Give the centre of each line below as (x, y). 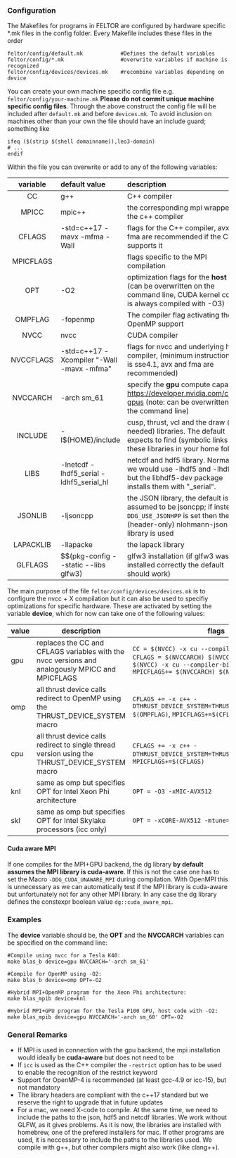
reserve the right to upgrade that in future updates (90, 1102)
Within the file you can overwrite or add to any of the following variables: (112, 167)
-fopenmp (78, 320)
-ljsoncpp (77, 516)
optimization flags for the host (177, 277)
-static (72, 565)
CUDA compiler (153, 335)
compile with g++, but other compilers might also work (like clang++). (118, 1147)
